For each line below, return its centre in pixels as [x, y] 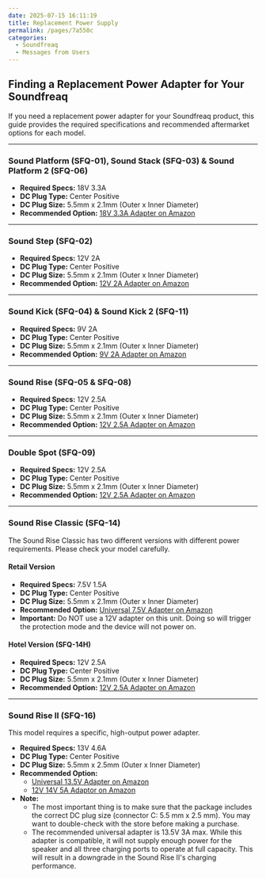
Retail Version [32, 567]
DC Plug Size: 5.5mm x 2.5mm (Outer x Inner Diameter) [110, 765]
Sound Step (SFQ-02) [51, 241]
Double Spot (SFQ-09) [52, 452]
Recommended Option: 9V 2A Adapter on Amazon [103, 354]
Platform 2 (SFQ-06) [48, 170]
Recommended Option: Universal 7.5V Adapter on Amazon [116, 609]
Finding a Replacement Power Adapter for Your [126, 84]
